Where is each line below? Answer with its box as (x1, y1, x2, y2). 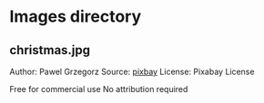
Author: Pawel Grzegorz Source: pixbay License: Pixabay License (9, 66, 255, 77)
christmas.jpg (9, 42, 91, 58)
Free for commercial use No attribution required (9, 84, 188, 94)
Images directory (9, 6, 142, 27)
